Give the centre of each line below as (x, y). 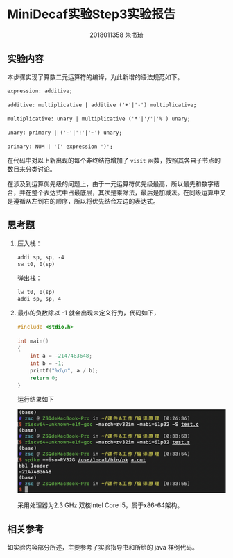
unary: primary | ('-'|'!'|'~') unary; (65, 133)
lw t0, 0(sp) (36, 292)
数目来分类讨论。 (32, 169)
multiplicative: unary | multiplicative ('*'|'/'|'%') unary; (99, 119)
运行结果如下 (35, 400)
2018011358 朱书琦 (116, 35)
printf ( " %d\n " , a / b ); (64, 370)
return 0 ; (44, 378)
